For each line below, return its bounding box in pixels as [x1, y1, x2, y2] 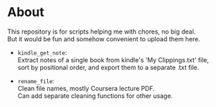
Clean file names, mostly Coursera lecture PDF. [17, 84, 155, 92]
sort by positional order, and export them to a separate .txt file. [17, 63, 199, 71]
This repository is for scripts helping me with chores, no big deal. [7, 27, 196, 36]
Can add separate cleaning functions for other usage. [17, 92, 173, 100]
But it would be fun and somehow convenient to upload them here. [7, 34, 201, 43]
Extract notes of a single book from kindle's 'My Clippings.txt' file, [17, 55, 209, 64]
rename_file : [17, 76, 55, 85]
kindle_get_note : [17, 48, 68, 57]
